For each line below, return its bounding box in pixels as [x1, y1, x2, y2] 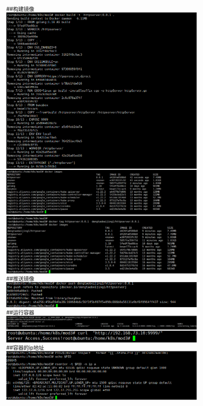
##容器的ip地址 [6, 343, 44, 351]
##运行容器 [6, 308, 34, 316]
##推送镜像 [6, 275, 34, 282]
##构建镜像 [6, 5, 34, 12]
